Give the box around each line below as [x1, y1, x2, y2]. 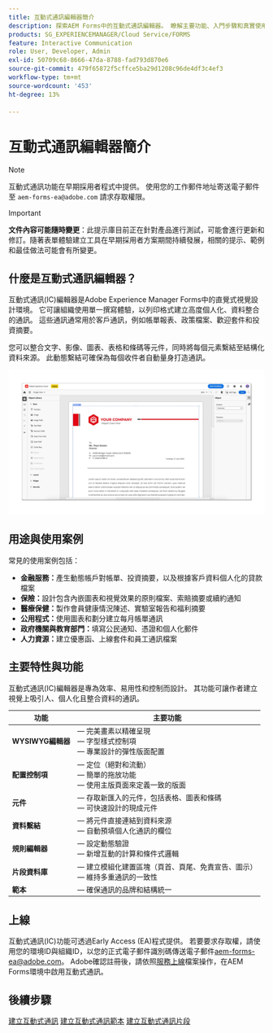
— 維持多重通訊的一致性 [76, 872, 158, 882]
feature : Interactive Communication [8, 39, 132, 47]
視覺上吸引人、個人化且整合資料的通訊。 [8, 693, 144, 703]
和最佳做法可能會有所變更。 [8, 245, 102, 256]
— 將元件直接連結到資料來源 [76, 816, 172, 825]
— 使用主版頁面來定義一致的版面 [76, 780, 187, 790]
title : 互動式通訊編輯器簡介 [8, 13, 95, 21]
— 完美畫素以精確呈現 [76, 726, 151, 736]
